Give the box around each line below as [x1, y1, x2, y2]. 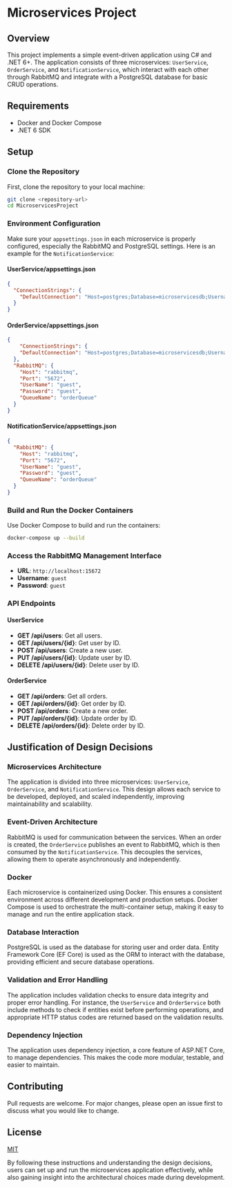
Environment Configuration [7, 219, 101, 228]
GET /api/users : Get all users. [17, 631, 102, 640]
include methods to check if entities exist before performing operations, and [7, 1005, 224, 1014]
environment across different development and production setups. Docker [7, 895, 218, 903]
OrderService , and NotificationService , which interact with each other [7, 66, 209, 73]
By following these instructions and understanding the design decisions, [7, 1158, 213, 1167]
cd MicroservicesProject [7, 202, 79, 209]
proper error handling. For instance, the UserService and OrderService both [7, 998, 221, 1007]
